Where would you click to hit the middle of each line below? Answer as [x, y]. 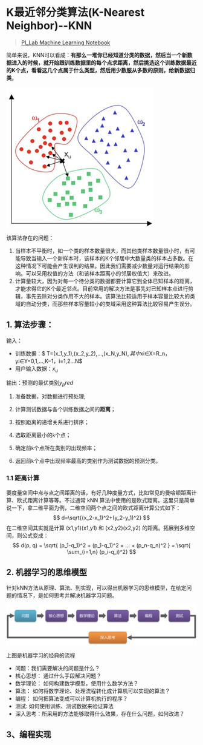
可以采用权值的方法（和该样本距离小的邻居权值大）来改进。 [100, 273]
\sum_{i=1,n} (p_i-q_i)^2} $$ [101, 551]
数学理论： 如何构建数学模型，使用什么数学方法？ [77, 683]
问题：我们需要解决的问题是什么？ [57, 668]
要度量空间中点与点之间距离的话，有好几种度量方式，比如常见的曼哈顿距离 [99, 493]
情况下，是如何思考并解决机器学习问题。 [67, 596]
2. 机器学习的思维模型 [47, 572]
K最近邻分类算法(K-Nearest [76, 12]
